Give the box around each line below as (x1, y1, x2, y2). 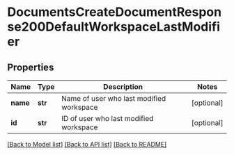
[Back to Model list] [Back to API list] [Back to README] (7, 140, 167, 148)
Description (103, 82, 143, 91)
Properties (7, 61, 54, 73)
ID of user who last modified (61, 114, 154, 123)
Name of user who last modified (61, 94, 166, 103)
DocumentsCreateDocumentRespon (7, 4, 221, 20)
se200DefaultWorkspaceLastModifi (7, 19, 221, 35)
